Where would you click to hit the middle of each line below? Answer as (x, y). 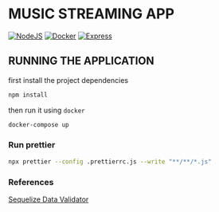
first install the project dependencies (68, 80)
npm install (28, 95)
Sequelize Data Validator (49, 199)
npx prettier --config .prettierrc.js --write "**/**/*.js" (110, 161)
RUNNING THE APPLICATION (81, 61)
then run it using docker (47, 110)
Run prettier (32, 145)
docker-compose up (39, 124)
